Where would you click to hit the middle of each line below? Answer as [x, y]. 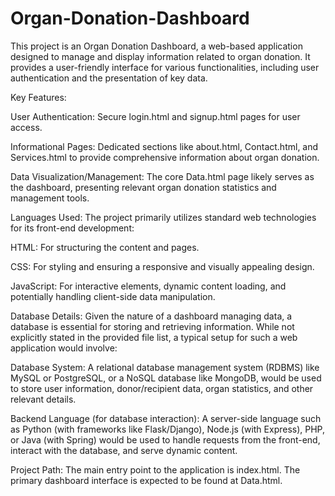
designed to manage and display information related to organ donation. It [160, 56]
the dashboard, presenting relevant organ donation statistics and [143, 187]
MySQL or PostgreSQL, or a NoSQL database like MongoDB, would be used [166, 378]
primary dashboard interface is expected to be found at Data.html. [146, 480]
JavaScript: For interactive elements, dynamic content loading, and [148, 286]
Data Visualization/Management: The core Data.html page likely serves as [162, 176]
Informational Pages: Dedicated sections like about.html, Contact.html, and [164, 146]
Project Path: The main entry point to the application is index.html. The [155, 469]
